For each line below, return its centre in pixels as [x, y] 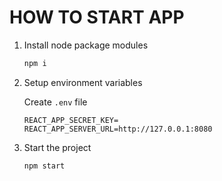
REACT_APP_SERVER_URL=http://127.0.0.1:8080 [118, 129]
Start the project [57, 147]
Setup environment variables [83, 82]
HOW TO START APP [97, 17]
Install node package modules [86, 45]
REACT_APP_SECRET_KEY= [71, 120]
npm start [44, 166]
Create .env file [55, 102]
